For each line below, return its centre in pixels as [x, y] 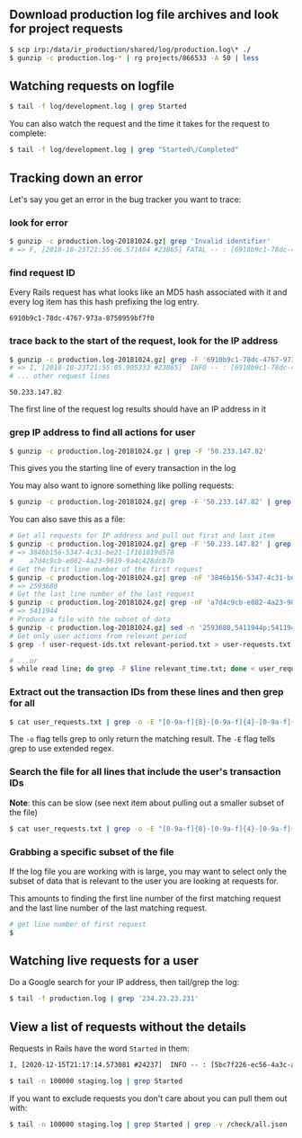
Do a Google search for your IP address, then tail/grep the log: [124, 982]
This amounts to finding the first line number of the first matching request [145, 898]
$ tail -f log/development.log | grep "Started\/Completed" [124, 150]
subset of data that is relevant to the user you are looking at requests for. [144, 881]
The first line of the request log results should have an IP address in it [138, 409]
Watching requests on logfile [92, 86]
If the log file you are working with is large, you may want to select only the [148, 871]
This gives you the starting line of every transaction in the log [123, 468]
